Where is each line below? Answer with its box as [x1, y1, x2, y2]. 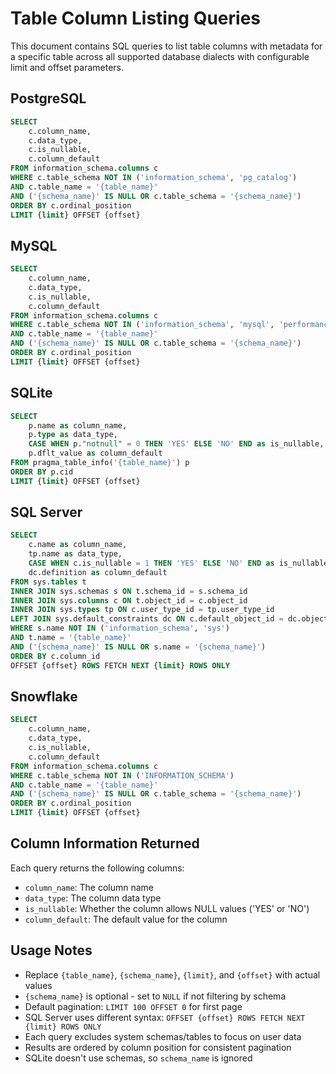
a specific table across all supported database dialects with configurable [10, 50, 310, 62]
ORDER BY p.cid [10, 467, 74, 477]
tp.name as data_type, [28, 549, 123, 559]
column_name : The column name [24, 881, 155, 893]
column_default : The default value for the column [24, 913, 228, 925]
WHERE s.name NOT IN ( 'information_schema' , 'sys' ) [10, 623, 230, 634]
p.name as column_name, [28, 420, 128, 431]
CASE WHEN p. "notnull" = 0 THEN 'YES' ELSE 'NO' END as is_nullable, [28, 439, 325, 449]
